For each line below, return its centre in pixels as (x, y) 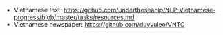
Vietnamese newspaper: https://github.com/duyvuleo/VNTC (99, 24)
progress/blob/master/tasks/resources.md (74, 17)
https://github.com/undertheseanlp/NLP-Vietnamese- (139, 10)
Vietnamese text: (38, 10)
